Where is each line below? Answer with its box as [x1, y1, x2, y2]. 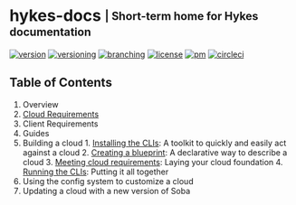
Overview [22, 98, 59, 109]
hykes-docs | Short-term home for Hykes [9, 5, 259, 26]
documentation [9, 24, 92, 40]
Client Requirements [22, 118, 99, 129]
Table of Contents [9, 75, 113, 90]
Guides [22, 127, 50, 138]
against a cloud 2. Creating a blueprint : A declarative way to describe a [22, 146, 288, 158]
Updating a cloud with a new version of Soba [22, 185, 191, 196]
